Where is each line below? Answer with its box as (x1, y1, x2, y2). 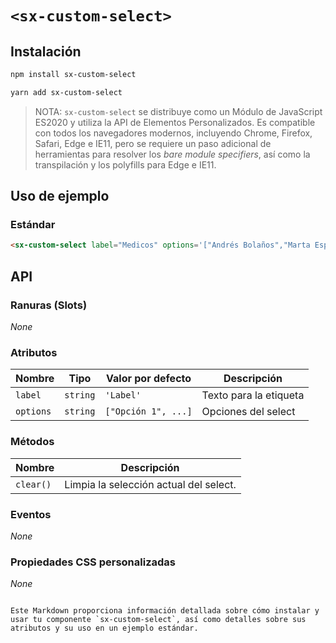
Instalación (10, 43, 82, 60)
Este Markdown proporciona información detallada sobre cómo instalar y (10, 606, 320, 616)
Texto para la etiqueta (201, 388, 305, 402)
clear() (15, 478, 52, 490)
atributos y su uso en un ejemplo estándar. (10, 623, 199, 634)
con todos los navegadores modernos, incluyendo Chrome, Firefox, (34, 127, 313, 139)
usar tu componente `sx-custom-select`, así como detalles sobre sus (10, 615, 307, 625)
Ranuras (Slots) (10, 298, 88, 312)
